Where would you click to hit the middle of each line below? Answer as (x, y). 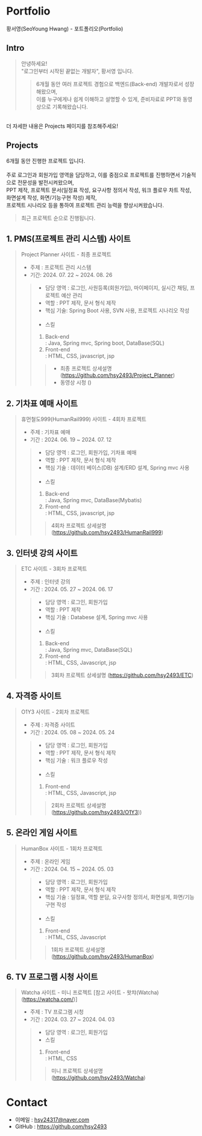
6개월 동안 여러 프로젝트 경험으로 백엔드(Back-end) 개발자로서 (109, 84)
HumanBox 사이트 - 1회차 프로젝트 (62, 848)
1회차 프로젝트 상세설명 (78, 949)
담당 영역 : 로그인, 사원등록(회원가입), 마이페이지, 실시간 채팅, (117, 288)
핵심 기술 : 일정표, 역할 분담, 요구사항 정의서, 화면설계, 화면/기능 (120, 897)
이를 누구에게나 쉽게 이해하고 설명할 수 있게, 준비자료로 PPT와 (109, 99)
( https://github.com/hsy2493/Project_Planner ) (118, 375)
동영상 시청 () (76, 382)
